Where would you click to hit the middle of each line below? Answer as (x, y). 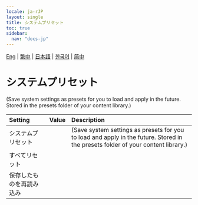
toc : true (18, 28)
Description (88, 120)
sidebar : (17, 34)
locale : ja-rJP (25, 11)
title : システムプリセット (35, 22)
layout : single (25, 17)
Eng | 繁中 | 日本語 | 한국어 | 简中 (45, 56)
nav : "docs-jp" (30, 39)
